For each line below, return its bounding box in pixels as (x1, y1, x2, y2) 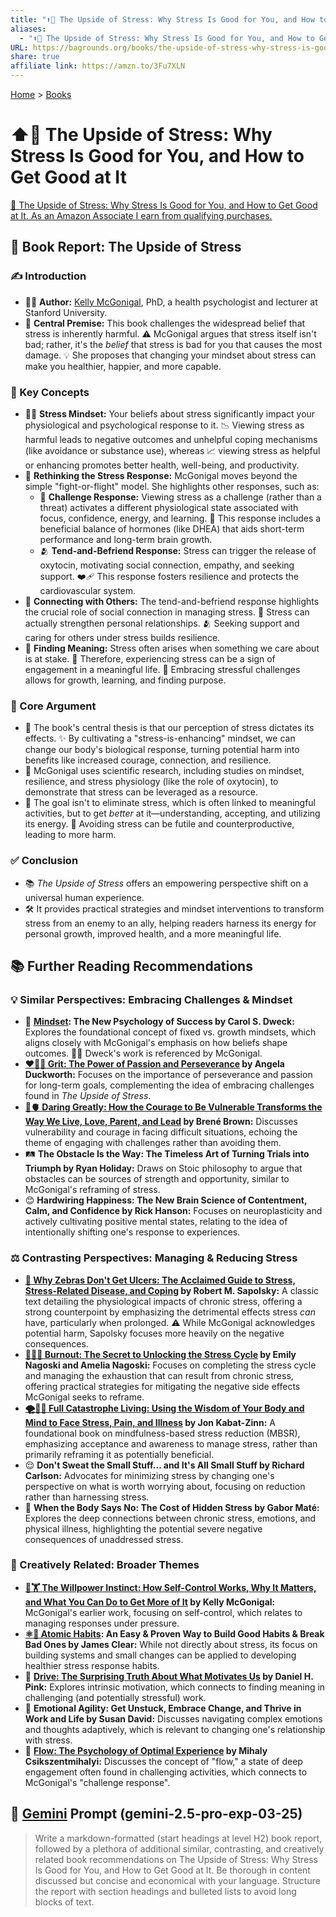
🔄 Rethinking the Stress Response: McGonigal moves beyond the (24, 469, 298, 481)
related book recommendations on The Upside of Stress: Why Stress (34, 1853, 319, 1865)
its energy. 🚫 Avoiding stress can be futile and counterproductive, (24, 818, 295, 830)
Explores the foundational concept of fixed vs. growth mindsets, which (24, 1026, 317, 1038)
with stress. (24, 1734, 73, 1746)
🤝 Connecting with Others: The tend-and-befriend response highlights (24, 595, 320, 607)
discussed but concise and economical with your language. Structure (34, 1874, 321, 1886)
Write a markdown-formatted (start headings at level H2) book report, (34, 1832, 323, 1844)
